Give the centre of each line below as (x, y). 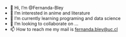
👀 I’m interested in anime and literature (50, 13)
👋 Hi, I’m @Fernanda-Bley (37, 8)
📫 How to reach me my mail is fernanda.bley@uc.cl (64, 29)
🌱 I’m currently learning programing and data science (65, 18)
